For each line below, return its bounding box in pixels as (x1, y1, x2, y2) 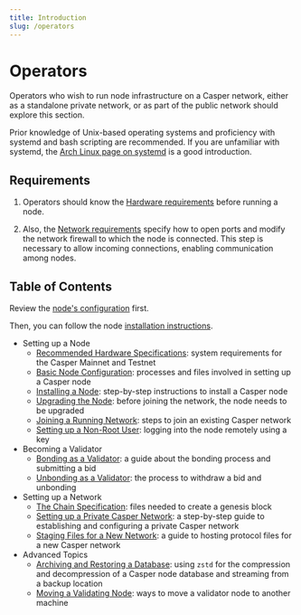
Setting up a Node (22, 338, 90, 349)
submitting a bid (35, 463, 97, 474)
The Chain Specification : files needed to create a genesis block (35, 501, 273, 512)
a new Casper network (35, 540, 121, 551)
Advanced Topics (22, 549, 89, 561)
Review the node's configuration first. (9, 303, 149, 314)
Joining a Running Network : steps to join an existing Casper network (35, 415, 292, 426)
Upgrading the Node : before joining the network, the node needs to (35, 395, 287, 407)
